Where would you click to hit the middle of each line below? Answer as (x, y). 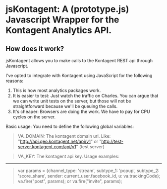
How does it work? (35, 48)
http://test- (112, 141)
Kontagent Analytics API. (59, 30)
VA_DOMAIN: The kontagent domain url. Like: (64, 136)
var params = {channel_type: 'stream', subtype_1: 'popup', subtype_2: (88, 171)
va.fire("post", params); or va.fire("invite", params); (70, 181)
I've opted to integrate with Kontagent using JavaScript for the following (79, 75)
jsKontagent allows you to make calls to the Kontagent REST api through (79, 60)
